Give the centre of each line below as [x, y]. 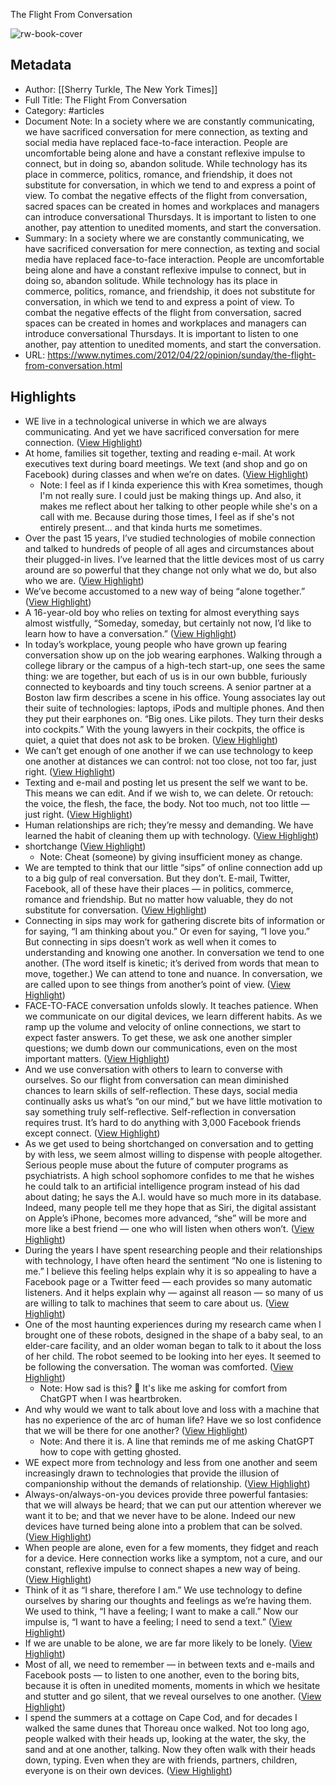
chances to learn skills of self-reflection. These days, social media [161, 1090]
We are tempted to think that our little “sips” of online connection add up [173, 867]
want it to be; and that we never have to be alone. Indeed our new [160, 1515]
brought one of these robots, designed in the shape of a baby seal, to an [174, 1335]
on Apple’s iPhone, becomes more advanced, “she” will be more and [165, 1218]
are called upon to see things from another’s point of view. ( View [158, 984]
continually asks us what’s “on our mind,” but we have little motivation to [173, 1101]
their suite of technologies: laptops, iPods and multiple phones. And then [174, 708]
